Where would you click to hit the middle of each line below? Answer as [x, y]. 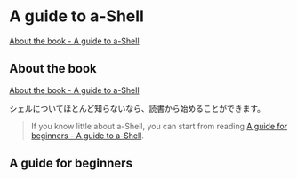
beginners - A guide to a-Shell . [88, 136]
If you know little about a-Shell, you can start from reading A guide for [159, 126]
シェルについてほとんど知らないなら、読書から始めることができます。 [137, 108]
